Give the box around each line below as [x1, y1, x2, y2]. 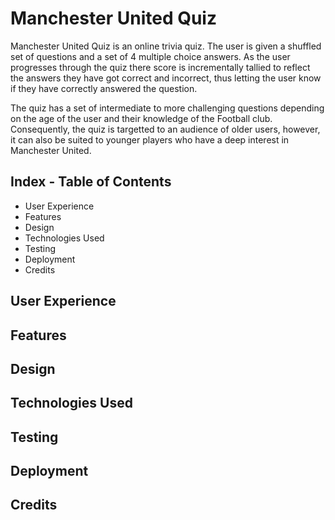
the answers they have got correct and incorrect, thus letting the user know [10, 72, 322, 84]
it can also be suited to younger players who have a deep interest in [10, 133, 290, 146]
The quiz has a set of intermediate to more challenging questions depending [10, 102, 325, 114]
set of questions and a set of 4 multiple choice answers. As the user [10, 50, 291, 62]
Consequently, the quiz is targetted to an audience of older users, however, [10, 123, 321, 135]
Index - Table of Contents [10, 173, 172, 191]
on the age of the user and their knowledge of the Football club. [10, 112, 273, 124]
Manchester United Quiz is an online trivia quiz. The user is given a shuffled [10, 40, 322, 52]
